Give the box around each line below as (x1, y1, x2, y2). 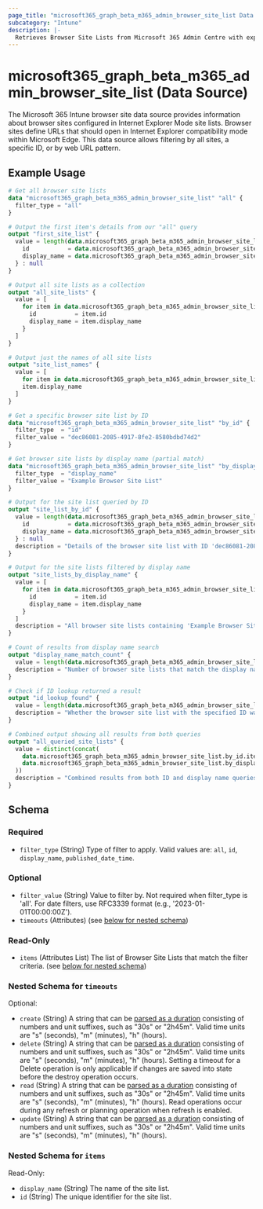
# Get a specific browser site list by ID (8, 412, 149, 419)
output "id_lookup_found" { (8, 694, 100, 702)
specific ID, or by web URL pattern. (8, 143, 121, 153)
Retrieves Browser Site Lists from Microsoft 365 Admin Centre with (15, 33, 243, 42)
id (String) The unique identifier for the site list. (19, 1192, 172, 1201)
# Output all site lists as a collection (8, 280, 146, 289)
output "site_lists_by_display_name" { (8, 571, 139, 579)
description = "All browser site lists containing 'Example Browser (15, 622, 243, 630)
